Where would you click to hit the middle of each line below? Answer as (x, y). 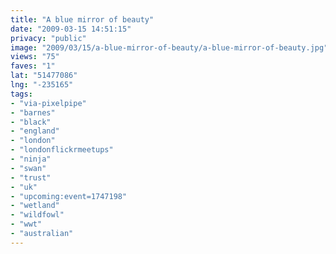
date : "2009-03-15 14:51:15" (71, 29)
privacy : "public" (48, 38)
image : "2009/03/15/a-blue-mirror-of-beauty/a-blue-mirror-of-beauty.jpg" (169, 47)
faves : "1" (33, 66)
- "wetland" (35, 206)
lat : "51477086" (44, 76)
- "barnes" (33, 112)
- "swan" (28, 168)
